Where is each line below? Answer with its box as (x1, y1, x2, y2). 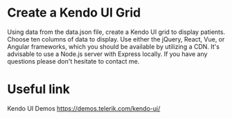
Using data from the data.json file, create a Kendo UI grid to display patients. (7, 28, 226, 36)
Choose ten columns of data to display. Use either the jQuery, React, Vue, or (7, 35, 225, 43)
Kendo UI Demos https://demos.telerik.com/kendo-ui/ (7, 104, 161, 112)
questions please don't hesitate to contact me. (7, 57, 140, 65)
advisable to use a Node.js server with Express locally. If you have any (7, 50, 208, 58)
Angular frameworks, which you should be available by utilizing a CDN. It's (7, 42, 220, 51)
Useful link (7, 82, 71, 98)
